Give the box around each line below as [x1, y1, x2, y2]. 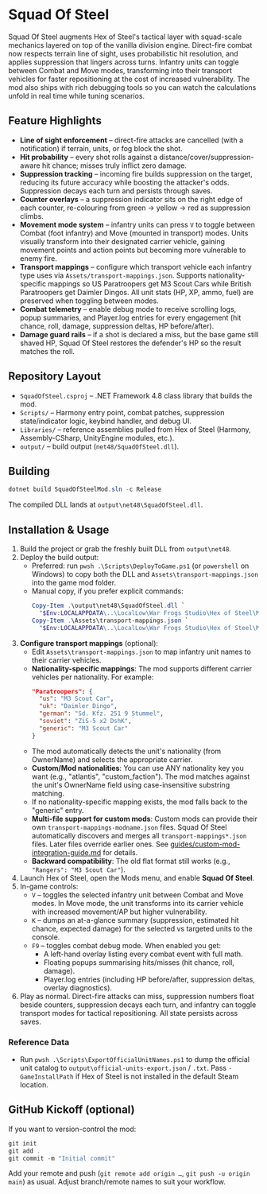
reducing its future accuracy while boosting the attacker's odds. [19, 177, 230, 187]
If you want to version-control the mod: [8, 1124, 137, 1134]
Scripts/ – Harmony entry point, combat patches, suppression [19, 407, 225, 417]
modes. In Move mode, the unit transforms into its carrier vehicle [31, 898, 244, 908]
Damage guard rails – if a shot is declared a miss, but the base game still [19, 329, 259, 339]
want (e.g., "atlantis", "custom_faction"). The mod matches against [31, 772, 250, 781]
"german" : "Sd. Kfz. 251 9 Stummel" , [38, 710, 164, 718]
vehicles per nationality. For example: [31, 672, 154, 682]
